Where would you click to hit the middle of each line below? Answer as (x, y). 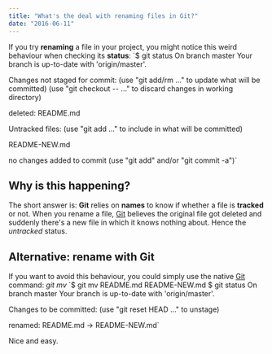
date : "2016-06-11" (42, 24)
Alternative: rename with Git (81, 257)
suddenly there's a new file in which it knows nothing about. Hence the (127, 223)
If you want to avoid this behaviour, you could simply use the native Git (127, 277)
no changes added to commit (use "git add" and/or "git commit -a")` (123, 160)
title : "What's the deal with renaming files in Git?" (103, 16)
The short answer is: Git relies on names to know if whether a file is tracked (136, 205)
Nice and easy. (33, 341)
